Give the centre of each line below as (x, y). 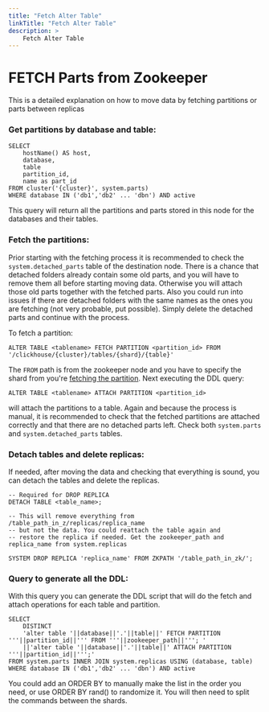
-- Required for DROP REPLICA (59, 496)
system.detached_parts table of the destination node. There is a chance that (134, 265)
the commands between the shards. (68, 701)
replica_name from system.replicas (68, 545)
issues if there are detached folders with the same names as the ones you (130, 300)
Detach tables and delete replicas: (76, 454)
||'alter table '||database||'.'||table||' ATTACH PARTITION (127, 648)
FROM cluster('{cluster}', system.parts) (79, 189)
